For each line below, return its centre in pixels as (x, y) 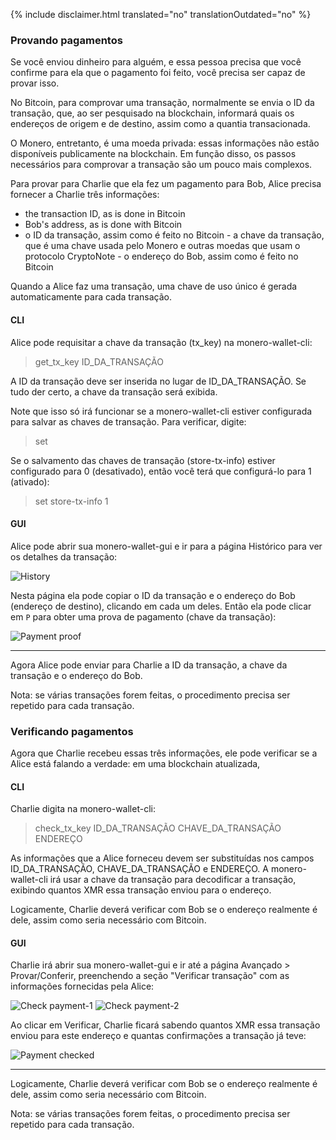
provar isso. (35, 83)
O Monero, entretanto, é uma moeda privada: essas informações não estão (165, 143)
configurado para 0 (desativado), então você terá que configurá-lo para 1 (161, 471)
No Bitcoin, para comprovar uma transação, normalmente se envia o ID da (162, 103)
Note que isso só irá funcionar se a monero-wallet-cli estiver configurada (161, 411)
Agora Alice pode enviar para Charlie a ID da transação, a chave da (149, 665)
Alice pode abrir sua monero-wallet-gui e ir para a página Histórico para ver (166, 546)
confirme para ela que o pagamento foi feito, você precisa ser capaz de (158, 73)
